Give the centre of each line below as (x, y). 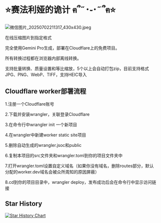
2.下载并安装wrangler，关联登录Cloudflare (47, 114)
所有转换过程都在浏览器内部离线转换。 (43, 58)
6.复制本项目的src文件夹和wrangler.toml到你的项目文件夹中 (64, 155)
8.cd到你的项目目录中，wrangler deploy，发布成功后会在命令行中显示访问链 (80, 182)
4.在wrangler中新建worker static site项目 (45, 135)
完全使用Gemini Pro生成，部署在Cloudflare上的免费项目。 (62, 48)
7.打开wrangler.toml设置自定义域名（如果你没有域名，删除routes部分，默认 (79, 166)
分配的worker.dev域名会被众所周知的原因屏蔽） (52, 172)
